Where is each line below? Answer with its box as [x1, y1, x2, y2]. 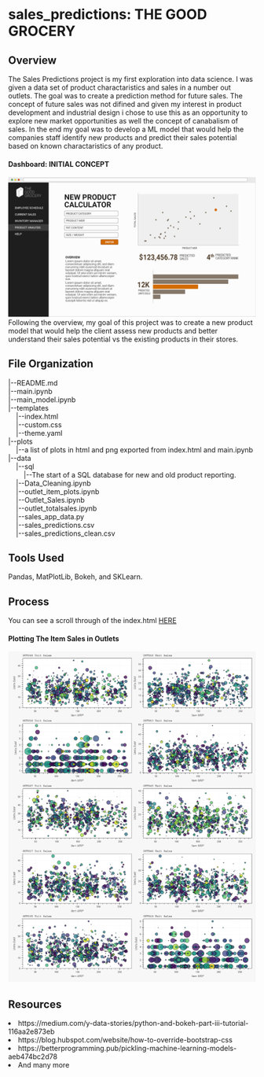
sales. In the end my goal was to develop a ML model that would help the [8, 124, 244, 134]
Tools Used [8, 551, 64, 564]
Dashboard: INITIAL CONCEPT [8, 159, 110, 168]
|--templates [8, 403, 49, 412]
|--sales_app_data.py [15, 511, 85, 521]
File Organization [8, 357, 94, 371]
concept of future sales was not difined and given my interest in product [8, 100, 242, 109]
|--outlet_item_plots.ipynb [15, 486, 100, 496]
